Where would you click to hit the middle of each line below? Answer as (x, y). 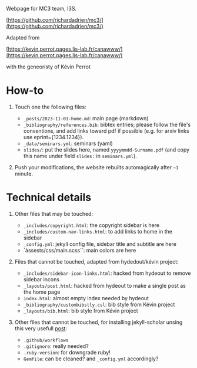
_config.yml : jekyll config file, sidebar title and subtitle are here (100, 244)
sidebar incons (41, 279)
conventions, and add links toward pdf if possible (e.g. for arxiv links (106, 131)
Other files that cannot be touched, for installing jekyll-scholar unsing (98, 322)
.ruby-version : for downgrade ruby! (67, 352)
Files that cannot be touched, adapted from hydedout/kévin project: (96, 261)
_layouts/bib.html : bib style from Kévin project (81, 310)
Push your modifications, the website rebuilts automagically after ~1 (96, 167)
